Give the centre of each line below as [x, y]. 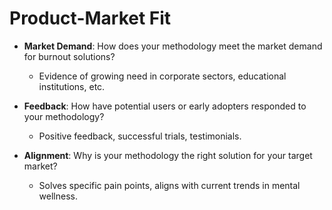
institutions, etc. [72, 86]
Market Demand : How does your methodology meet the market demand [173, 46]
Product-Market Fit [90, 18]
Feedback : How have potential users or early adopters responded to [165, 106]
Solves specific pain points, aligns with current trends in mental [169, 185]
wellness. [58, 196]
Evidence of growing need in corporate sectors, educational [162, 76]
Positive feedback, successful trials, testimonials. [140, 136]
